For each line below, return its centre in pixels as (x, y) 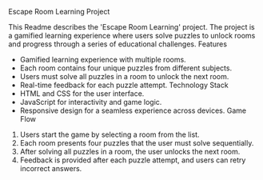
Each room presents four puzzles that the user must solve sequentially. (137, 143)
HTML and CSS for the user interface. (82, 94)
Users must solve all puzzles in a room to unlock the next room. (124, 76)
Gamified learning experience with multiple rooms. (103, 60)
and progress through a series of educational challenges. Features (118, 44)
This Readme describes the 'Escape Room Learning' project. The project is (131, 27)
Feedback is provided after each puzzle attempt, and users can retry (133, 160)
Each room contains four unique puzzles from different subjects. (126, 68)
